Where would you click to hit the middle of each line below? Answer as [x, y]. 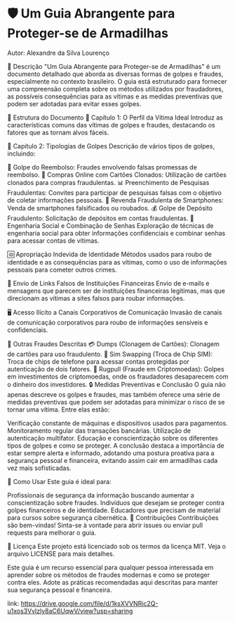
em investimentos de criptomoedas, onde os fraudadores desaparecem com [118, 376]
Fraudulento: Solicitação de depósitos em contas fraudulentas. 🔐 [101, 218]
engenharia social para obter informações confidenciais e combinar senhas [116, 233]
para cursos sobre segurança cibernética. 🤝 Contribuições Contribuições [113, 517]
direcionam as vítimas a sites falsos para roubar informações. [96, 298]
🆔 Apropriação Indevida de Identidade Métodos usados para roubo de [109, 254]
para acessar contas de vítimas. [53, 241]
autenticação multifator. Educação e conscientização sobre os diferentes [113, 438]
